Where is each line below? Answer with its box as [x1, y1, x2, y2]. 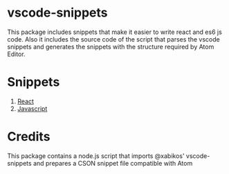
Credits [7, 129, 51, 145]
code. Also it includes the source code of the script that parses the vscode [7, 35, 220, 43]
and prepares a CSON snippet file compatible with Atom [33, 159, 193, 167]
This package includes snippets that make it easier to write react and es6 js [7, 28, 223, 36]
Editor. [7, 50, 26, 58]
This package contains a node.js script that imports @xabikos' [7, 151, 185, 160]
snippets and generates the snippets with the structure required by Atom [7, 42, 214, 51]
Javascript [17, 104, 48, 112]
